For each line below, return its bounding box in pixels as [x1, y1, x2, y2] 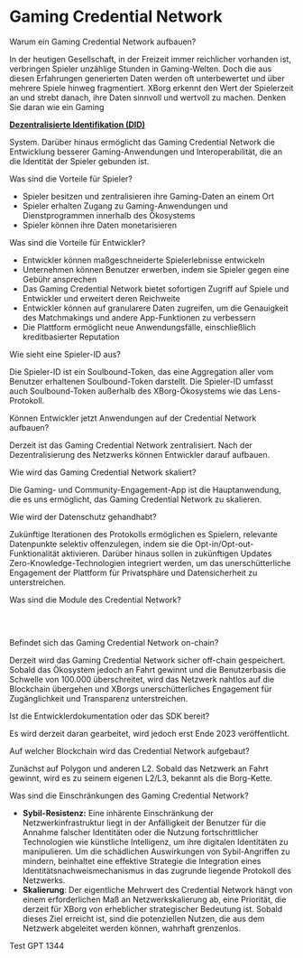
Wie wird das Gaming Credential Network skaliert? [9, 467, 197, 478]
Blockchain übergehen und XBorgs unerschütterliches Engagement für [9, 684, 272, 694]
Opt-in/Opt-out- [195, 538, 254, 549]
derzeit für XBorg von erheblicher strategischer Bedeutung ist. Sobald [22, 904, 282, 915]
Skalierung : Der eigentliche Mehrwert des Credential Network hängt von [22, 885, 293, 896]
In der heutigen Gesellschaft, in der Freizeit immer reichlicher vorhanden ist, [9, 53, 291, 64]
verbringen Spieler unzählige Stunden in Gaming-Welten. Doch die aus [9, 63, 272, 74]
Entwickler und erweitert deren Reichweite [22, 293, 180, 303]
